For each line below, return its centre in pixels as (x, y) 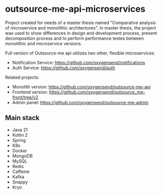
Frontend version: (30, 92)
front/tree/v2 (25, 97)
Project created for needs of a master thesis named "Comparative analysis (81, 23)
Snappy (20, 182)
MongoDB (22, 156)
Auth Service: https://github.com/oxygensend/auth (64, 68)
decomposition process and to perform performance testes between (74, 38)
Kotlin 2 (20, 135)
